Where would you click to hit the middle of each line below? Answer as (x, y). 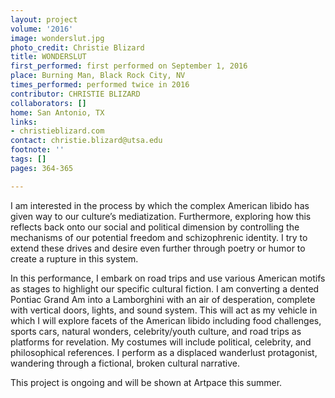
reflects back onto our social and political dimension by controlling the (155, 227)
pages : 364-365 (42, 168)
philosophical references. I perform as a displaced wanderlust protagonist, (164, 352)
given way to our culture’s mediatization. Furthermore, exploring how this (161, 216)
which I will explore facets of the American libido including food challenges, (166, 320)
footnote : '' (37, 150)
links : (24, 122)
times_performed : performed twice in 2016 (100, 85)
